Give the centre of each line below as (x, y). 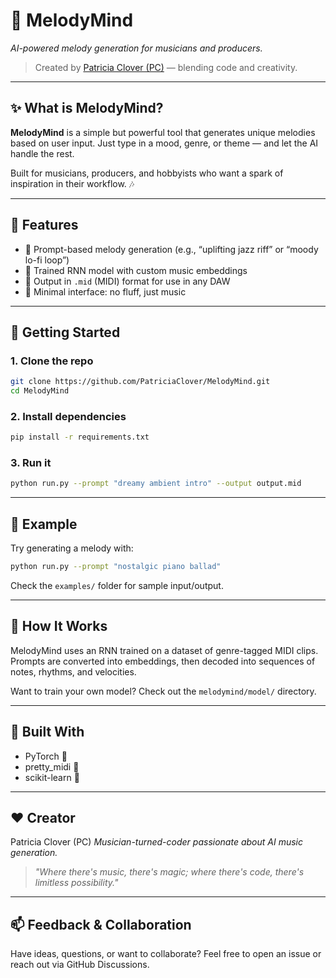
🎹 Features (44, 225)
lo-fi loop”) (47, 260)
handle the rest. (42, 153)
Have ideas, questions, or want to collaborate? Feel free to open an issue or (166, 954)
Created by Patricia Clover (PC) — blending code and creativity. (166, 67)
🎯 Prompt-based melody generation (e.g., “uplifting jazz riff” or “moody (171, 249)
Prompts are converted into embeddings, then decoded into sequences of (163, 661)
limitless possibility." (76, 883)
